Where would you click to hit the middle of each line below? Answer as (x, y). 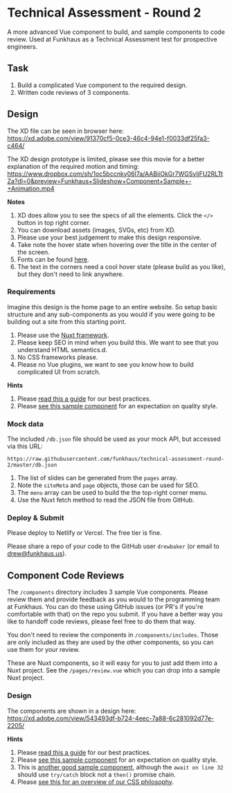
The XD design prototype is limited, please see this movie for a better (106, 159)
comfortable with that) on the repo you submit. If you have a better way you (115, 614)
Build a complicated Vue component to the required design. (102, 85)
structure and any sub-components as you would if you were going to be (111, 314)
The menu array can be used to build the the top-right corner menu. (112, 493)
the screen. (33, 252)
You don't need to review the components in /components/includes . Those (113, 635)
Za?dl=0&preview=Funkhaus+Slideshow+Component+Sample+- (99, 181)
